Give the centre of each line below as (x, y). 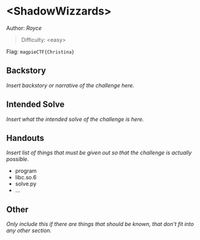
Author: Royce (24, 28)
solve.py (25, 184)
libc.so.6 (26, 177)
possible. (18, 159)
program (26, 171)
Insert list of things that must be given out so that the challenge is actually (99, 153)
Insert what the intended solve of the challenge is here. (75, 119)
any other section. (29, 231)
